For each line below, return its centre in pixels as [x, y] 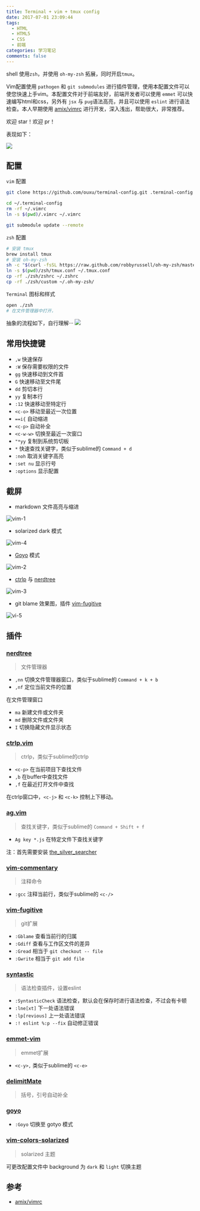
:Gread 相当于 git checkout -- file [59, 951]
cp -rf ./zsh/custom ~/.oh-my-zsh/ [50, 282]
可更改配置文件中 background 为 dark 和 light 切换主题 [74, 1166]
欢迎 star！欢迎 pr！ [31, 121]
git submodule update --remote [45, 225]
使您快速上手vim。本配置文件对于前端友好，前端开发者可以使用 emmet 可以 [97, 94]
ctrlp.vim [20, 743]
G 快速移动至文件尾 [38, 381]
